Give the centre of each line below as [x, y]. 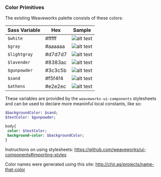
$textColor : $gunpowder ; [30, 118]
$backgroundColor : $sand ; [31, 113]
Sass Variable [24, 30]
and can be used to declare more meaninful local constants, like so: [73, 104]
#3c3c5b [56, 70]
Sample [82, 30]
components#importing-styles [36, 154]
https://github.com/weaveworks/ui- [110, 149]
